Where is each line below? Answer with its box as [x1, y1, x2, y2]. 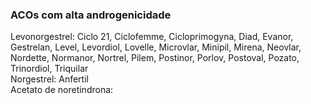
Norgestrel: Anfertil [10, 73, 89, 85]
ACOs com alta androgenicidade [10, 8, 172, 22]
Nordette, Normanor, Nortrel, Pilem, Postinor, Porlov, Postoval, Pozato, [10, 52, 300, 64]
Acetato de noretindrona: [10, 84, 114, 96]
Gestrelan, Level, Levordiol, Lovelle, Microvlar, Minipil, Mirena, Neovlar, [10, 41, 302, 53]
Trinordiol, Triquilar [10, 63, 89, 75]
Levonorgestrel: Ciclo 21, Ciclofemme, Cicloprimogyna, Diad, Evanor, [10, 31, 294, 43]
